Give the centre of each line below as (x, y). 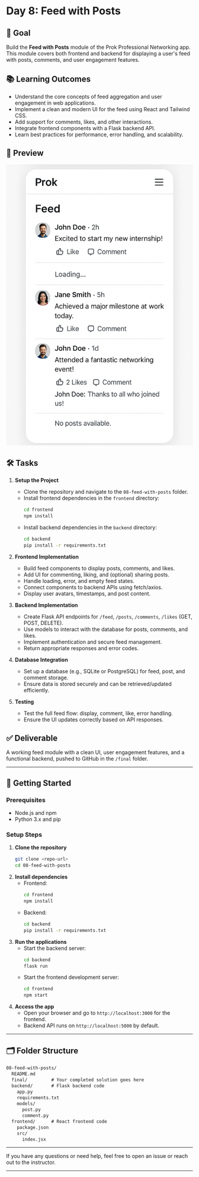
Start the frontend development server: (71, 977)
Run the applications (41, 941)
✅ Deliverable (32, 738)
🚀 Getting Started (39, 783)
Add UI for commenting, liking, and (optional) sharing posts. (97, 575)
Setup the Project (37, 481)
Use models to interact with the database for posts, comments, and (106, 629)
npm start (36, 995)
